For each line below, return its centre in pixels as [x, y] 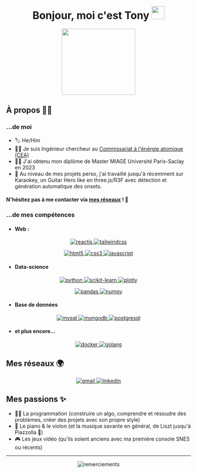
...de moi [19, 127]
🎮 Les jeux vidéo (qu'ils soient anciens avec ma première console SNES [102, 439]
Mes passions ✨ [36, 399]
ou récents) [28, 447]
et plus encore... [35, 331]
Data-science [31, 267]
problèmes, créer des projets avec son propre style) [77, 419]
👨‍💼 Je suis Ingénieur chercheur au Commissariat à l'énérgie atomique [99, 149]
